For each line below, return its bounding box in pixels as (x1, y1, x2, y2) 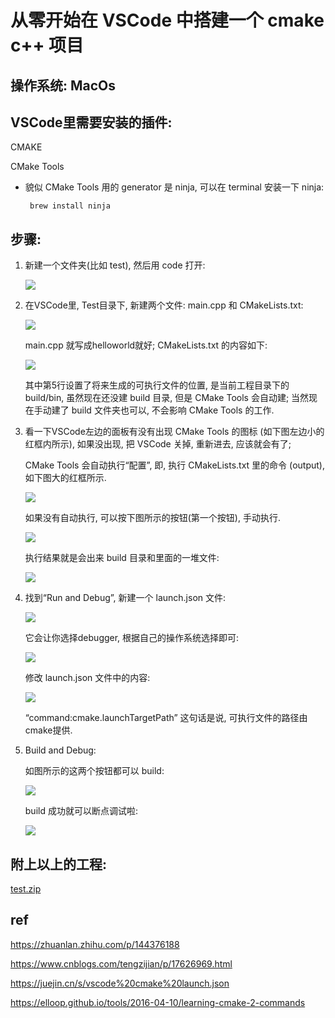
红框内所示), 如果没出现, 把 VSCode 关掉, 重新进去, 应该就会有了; (24, 438, 292, 450)
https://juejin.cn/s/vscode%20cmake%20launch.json (10, 977, 230, 989)
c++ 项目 (10, 34, 85, 57)
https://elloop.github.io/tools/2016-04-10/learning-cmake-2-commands (10, 996, 306, 1008)
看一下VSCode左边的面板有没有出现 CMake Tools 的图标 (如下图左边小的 (24, 426, 325, 438)
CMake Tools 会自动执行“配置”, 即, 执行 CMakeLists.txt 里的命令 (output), (24, 459, 325, 471)
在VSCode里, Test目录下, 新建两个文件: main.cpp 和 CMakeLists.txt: (24, 299, 304, 311)
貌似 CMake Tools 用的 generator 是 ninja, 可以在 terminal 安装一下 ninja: (24, 181, 325, 193)
